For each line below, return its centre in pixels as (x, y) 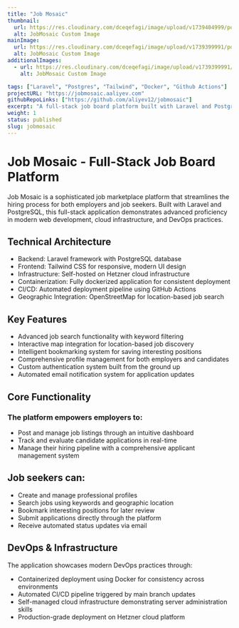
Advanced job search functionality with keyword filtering (100, 337)
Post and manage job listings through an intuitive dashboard (106, 432)
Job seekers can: (46, 478)
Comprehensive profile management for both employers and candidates (123, 359)
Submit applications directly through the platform (89, 517)
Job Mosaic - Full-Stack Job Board (111, 162)
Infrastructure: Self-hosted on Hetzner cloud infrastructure (103, 274)
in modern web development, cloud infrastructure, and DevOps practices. (115, 219)
